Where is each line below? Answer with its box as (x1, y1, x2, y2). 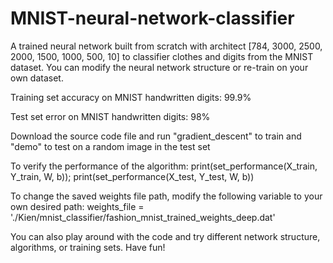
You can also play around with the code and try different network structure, (10, 230, 321, 242)
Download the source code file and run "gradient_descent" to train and (10, 130, 302, 142)
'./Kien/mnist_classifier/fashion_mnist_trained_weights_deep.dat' (10, 211, 276, 223)
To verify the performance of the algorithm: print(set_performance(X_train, (10, 160, 318, 172)
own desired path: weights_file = (10, 200, 145, 212)
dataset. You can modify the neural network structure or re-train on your (10, 61, 309, 73)
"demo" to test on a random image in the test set (10, 140, 211, 152)
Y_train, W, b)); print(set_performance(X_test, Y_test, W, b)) (10, 170, 255, 182)
